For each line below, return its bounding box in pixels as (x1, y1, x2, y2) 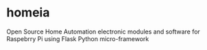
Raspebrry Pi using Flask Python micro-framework (6, 34, 149, 42)
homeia (6, 5, 50, 21)
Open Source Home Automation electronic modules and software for (6, 27, 200, 36)
